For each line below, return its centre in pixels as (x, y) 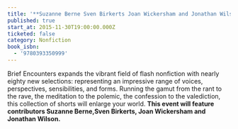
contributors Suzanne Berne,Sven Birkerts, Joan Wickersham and (107, 111)
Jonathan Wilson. (34, 118)
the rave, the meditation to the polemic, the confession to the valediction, (114, 96)
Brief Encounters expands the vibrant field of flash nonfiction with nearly (113, 73)
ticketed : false (31, 34)
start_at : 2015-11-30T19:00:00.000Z (61, 27)
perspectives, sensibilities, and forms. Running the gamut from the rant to (114, 89)
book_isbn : (23, 47)
